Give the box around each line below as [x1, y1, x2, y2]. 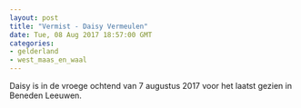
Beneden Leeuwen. [9, 90, 82, 101]
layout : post [9, 13, 59, 23]
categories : [9, 38, 55, 48]
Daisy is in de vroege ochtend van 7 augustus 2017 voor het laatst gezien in [9, 81, 293, 91]
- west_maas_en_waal [9, 55, 88, 64]
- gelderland [9, 47, 59, 56]
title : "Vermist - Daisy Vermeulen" [9, 22, 148, 31]
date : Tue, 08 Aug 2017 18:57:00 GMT [9, 30, 153, 39]
